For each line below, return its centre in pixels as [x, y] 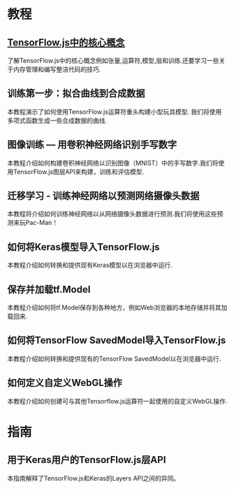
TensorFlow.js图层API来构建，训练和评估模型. [79, 172]
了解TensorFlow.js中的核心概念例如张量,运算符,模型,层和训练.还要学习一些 [113, 61]
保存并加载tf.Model [49, 289]
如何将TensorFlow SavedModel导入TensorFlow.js [117, 340]
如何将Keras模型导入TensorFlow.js [83, 247]
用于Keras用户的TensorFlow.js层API [87, 460]
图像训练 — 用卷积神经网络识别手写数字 [92, 145]
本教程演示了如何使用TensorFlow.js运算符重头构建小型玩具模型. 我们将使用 [115, 111]
